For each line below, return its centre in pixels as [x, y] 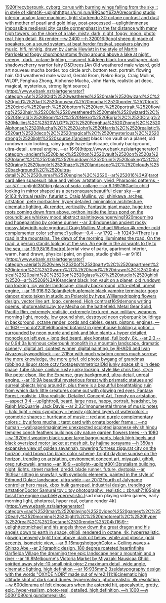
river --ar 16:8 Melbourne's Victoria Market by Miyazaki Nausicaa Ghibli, [78, 559]
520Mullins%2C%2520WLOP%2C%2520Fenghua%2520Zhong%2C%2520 [83, 123]
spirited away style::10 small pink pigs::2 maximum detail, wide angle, [76, 564]
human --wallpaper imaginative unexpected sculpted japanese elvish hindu [81, 427]
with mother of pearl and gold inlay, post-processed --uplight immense [77, 23]
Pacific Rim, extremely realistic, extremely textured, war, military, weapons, [82, 312]
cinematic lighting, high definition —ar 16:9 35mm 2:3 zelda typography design [83, 569]
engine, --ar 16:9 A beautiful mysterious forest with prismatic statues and [79, 380]
